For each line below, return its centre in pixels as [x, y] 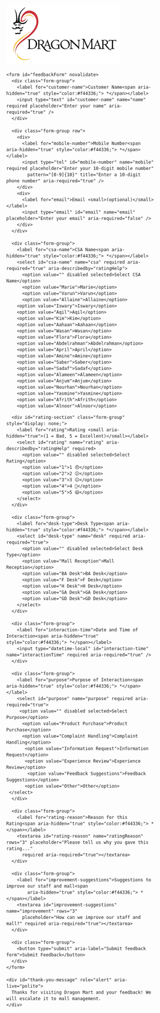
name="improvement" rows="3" [42, 911]
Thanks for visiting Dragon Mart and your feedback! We [81, 992]
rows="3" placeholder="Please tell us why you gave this [77, 842]
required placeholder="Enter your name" [56, 106]
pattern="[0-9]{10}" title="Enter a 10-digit [84, 175]
